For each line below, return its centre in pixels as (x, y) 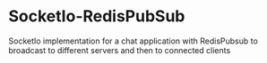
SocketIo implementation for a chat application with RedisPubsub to (133, 41)
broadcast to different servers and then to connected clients (120, 50)
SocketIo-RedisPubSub (97, 16)
